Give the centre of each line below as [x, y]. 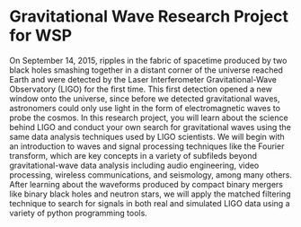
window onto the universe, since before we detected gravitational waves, [145, 98]
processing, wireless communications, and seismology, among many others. [150, 175]
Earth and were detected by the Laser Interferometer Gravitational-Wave [143, 79]
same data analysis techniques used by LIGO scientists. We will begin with [147, 136]
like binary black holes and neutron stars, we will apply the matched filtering [150, 194]
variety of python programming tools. [79, 213]
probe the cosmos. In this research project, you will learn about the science [149, 118]
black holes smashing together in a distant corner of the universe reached [146, 70]
